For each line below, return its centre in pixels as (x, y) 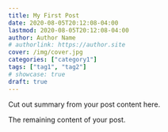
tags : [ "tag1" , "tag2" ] (48, 67)
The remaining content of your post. (67, 119)
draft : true (28, 81)
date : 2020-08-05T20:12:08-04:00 (63, 23)
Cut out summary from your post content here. (84, 104)
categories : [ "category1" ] (53, 60)
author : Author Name (42, 38)
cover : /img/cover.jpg (46, 52)
